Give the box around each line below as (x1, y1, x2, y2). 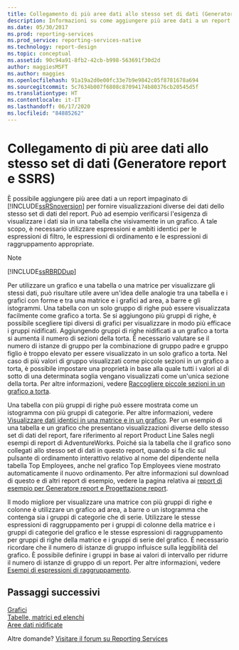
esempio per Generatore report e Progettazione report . (7, 483, 169, 492)
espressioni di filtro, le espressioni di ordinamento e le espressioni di (7, 232, 208, 241)
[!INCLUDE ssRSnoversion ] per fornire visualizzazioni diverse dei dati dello (7, 201, 225, 210)
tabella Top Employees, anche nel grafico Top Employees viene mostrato (7, 461, 221, 470)
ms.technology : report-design (7, 43, 97, 51)
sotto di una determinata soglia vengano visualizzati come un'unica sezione (7, 372, 229, 380)
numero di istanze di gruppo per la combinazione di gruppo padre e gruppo (7, 341, 229, 350)
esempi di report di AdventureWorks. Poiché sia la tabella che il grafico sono (7, 439, 231, 447)
